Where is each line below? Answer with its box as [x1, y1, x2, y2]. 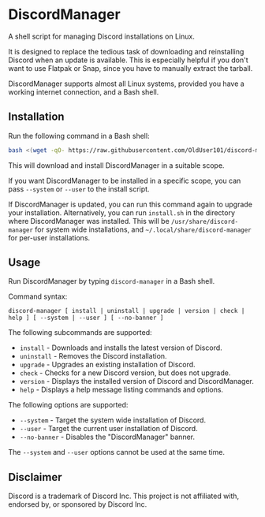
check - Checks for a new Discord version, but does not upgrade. [19, 368, 231, 378]
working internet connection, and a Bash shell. [8, 87, 159, 96]
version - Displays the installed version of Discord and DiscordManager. [19, 377, 255, 386]
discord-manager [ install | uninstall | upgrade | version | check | [8, 307, 245, 315]
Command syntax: [8, 292, 68, 301]
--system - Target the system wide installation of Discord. [19, 415, 207, 425]
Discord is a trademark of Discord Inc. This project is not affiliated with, [8, 491, 239, 501]
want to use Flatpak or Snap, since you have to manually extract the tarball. [8, 63, 253, 73]
